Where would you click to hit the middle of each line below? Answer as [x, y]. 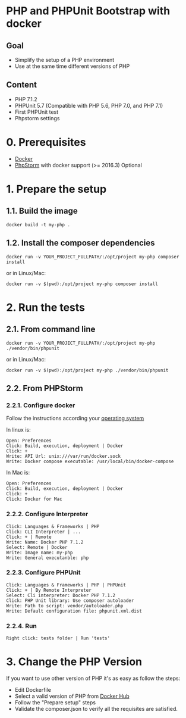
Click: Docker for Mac [34, 499]
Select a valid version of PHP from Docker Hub [72, 696]
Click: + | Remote [29, 537]
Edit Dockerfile [33, 690]
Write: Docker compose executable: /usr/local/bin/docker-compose [90, 462]
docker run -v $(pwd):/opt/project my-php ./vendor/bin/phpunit [87, 370]
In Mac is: [18, 473]
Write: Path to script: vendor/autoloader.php [65, 605]
